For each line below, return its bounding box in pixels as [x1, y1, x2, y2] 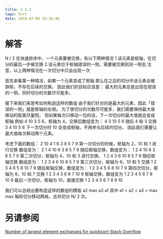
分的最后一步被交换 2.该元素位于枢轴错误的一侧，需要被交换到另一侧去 [5, 62, 147, 67]
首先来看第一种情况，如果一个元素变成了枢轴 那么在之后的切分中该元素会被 [5, 78, 155, 84]
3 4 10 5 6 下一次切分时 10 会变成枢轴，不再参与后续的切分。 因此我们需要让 [5, 125, 158, 130]
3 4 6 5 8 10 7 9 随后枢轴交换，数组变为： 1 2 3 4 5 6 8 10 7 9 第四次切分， [5, 165, 154, 171]
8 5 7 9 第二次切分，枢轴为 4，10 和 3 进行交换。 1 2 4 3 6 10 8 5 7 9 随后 [5, 153, 151, 159]
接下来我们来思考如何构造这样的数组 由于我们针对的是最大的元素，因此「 [5, 100, 151, 106]
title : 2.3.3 [5, 7, 32, 12]
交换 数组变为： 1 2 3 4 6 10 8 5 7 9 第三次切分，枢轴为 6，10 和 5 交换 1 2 [9, 159, 157, 165]
